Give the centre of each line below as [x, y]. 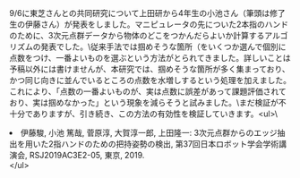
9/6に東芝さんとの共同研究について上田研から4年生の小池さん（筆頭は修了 [147, 13]
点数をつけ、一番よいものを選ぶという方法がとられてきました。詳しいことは [150, 58]
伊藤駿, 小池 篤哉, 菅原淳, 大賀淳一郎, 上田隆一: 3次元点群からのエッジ [149, 133]
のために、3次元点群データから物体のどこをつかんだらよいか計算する [137, 35]
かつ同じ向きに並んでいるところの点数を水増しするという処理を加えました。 [150, 80]
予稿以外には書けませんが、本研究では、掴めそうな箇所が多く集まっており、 [150, 69]
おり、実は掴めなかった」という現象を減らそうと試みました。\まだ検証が [144, 102]
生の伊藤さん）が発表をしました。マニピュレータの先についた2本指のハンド [149, 24]
